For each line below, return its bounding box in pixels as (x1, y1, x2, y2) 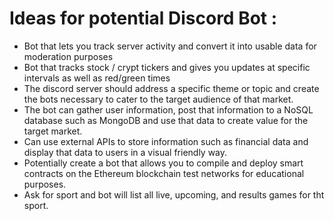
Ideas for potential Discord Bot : (9, 7, 278, 30)
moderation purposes (23, 50, 114, 62)
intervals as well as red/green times (23, 72, 171, 84)
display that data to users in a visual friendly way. (23, 146, 228, 158)
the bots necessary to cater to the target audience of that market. (23, 93, 294, 105)
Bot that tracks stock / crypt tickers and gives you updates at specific (23, 61, 311, 73)
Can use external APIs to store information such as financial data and (23, 135, 309, 147)
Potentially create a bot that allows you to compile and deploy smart (23, 157, 304, 169)
